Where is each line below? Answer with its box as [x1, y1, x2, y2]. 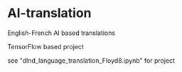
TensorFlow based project [7, 42, 84, 51]
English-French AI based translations [7, 29, 116, 37]
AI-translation [7, 5, 92, 21]
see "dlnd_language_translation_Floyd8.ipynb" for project [7, 56, 176, 65]
